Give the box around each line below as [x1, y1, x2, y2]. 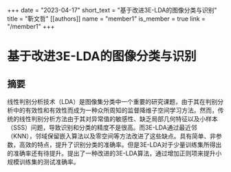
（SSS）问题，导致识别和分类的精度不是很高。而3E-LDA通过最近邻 [7, 123, 197, 131]
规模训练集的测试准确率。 [7, 158, 80, 166]
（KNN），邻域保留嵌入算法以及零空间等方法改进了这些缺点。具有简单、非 [7, 132, 217, 140]
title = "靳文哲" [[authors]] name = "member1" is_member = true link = [7, 14, 206, 23]
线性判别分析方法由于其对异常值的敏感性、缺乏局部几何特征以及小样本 [19, 115, 218, 122]
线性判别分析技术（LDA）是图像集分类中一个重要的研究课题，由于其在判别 [7, 98, 218, 105]
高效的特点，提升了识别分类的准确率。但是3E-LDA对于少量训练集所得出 [19, 140, 222, 149]
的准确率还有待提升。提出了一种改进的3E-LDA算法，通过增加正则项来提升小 [7, 149, 222, 157]
